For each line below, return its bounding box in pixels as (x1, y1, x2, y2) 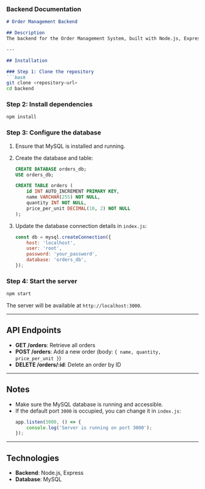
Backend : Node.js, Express (15, 469, 84, 477)
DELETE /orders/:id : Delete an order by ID (15, 361, 121, 368)
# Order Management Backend (6, 19, 78, 25)
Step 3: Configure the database (6, 128, 102, 137)
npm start (6, 291, 32, 297)
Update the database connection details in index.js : (15, 222, 147, 229)
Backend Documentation (6, 5, 81, 13)
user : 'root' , (26, 245, 62, 252)
